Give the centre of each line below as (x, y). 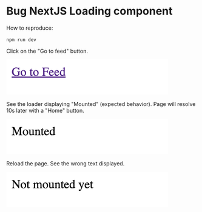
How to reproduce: (30, 28)
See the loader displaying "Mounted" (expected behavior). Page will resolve (101, 104)
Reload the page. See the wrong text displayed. (66, 163)
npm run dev (21, 40)
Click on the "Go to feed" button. (47, 51)
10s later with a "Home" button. (45, 110)
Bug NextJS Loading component (89, 11)
